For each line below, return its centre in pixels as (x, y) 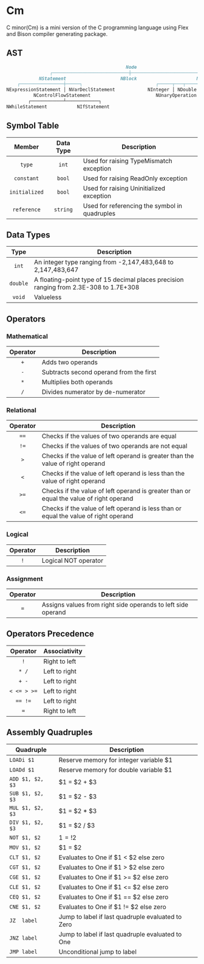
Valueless (48, 297)
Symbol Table (33, 126)
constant (27, 178)
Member (27, 147)
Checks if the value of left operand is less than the (113, 474)
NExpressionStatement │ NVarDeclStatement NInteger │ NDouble (102, 90)
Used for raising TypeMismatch (128, 161)
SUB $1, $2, (27, 793)
